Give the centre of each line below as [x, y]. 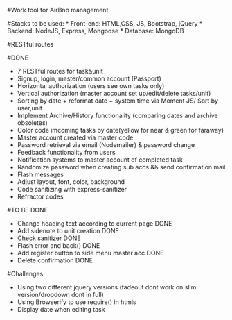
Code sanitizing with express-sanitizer [72, 189]
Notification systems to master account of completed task [100, 160]
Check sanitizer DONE [49, 238]
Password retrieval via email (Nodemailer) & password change [106, 145]
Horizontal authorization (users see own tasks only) [91, 86]
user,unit [30, 108]
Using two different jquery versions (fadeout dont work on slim [107, 287]
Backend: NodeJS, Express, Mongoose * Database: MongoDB [96, 31]
